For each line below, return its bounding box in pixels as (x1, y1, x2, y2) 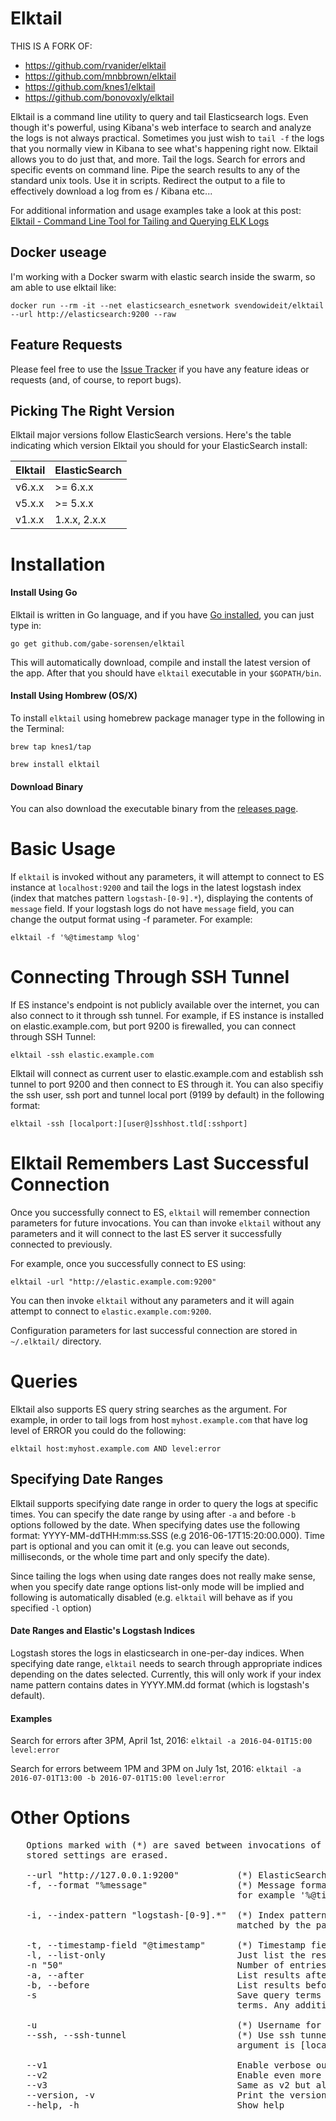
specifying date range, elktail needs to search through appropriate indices (10, 1657, 323, 1669)
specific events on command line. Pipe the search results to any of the (10, 163, 301, 176)
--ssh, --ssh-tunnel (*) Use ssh (26, 2030, 296, 2041)
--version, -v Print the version (26, 2090, 327, 2101)
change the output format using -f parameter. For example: (10, 913, 253, 926)
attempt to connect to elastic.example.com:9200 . (10, 1305, 212, 1317)
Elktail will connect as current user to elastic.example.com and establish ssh (10, 1068, 324, 1080)
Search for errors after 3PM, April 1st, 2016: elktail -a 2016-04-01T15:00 (10, 1735, 313, 1747)
